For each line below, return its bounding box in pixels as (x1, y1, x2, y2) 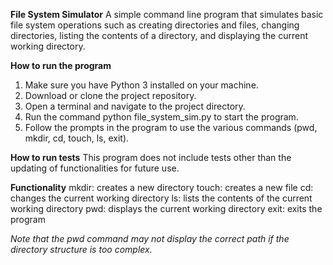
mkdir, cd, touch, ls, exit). (24, 132, 130, 144)
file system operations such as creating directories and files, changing (10, 19, 300, 31)
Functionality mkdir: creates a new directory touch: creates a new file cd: (10, 182, 314, 193)
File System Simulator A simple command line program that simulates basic (10, 9, 324, 20)
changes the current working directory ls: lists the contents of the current (10, 192, 313, 204)
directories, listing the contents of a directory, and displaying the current (10, 30, 308, 41)
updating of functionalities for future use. (10, 162, 180, 174)
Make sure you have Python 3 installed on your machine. (24, 79, 259, 91)
